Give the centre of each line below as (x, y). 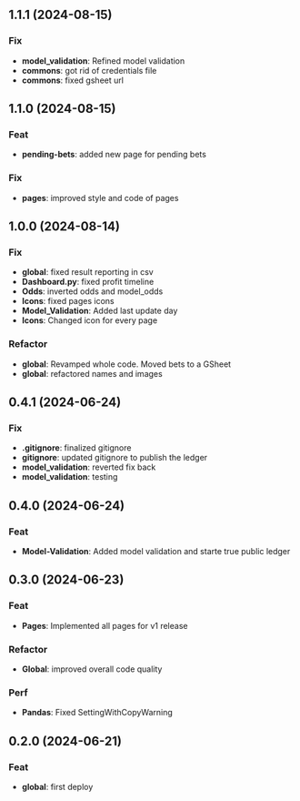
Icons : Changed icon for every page (90, 320)
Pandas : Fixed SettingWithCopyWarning (97, 713)
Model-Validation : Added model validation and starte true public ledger (156, 552)
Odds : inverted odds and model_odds (92, 291)
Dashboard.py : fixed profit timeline (88, 282)
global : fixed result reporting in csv (87, 272)
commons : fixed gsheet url (73, 80)
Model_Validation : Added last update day (100, 311)
